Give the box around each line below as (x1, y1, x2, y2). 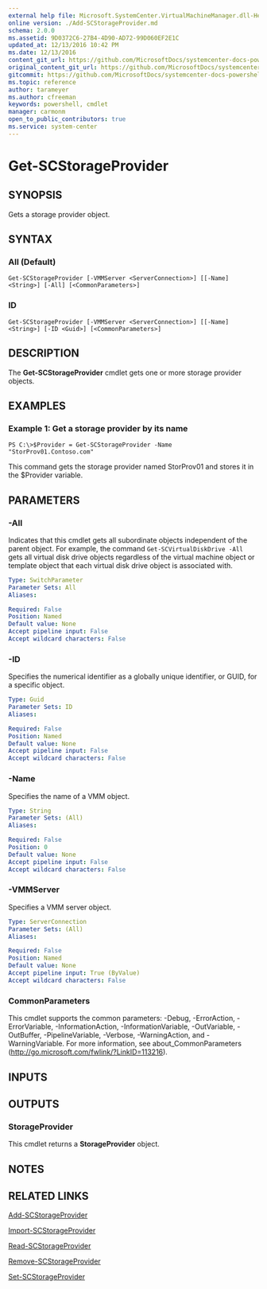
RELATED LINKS (8, 1189, 89, 1202)
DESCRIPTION (8, 347, 79, 360)
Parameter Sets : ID (8, 703, 73, 711)
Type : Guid (8, 695, 44, 704)
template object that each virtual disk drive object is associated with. (8, 560, 233, 570)
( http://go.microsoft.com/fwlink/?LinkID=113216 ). (8, 1047, 168, 1057)
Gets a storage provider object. (8, 209, 110, 219)
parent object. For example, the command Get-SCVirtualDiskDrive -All (8, 543, 244, 553)
